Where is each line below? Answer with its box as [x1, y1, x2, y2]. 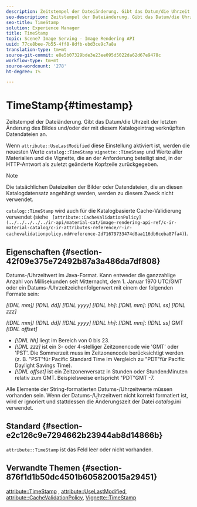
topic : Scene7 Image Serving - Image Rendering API [6, 36, 135, 42]
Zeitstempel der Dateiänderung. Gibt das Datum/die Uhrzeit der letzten [6, 118, 177, 125]
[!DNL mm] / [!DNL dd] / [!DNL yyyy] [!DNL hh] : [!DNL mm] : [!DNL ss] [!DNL [6, 302, 186, 308]
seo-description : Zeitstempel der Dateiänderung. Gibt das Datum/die [6, 14, 180, 20]
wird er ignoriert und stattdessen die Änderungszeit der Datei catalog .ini [6, 398, 181, 405]
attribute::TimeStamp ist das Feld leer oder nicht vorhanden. [6, 446, 154, 453]
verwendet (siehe [6, 213, 49, 220]
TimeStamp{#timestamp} [6, 99, 134, 112]
